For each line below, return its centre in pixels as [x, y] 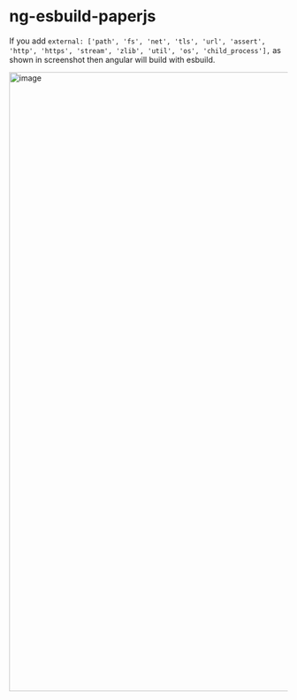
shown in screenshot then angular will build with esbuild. [112, 59]
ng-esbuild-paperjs [83, 16]
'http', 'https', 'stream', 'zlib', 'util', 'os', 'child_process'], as [145, 50]
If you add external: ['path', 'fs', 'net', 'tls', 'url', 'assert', [137, 41]
